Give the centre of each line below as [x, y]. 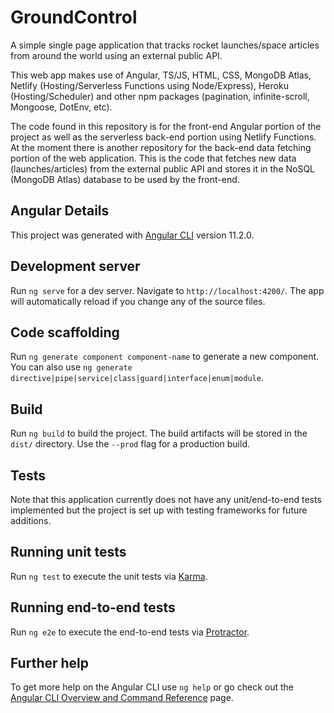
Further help [50, 663]
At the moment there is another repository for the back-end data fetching [161, 147]
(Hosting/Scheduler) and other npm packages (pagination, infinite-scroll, [160, 96]
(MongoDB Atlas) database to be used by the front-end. [125, 179]
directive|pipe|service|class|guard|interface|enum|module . [137, 378]
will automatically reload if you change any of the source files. [138, 301]
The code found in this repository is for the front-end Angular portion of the [166, 126]
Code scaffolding [65, 332]
